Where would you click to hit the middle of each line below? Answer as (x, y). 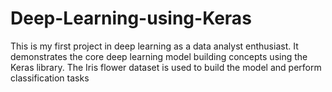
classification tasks (50, 78)
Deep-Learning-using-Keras (131, 18)
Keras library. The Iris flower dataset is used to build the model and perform (166, 67)
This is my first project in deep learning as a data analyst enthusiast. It (154, 46)
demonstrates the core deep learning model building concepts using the (159, 56)
